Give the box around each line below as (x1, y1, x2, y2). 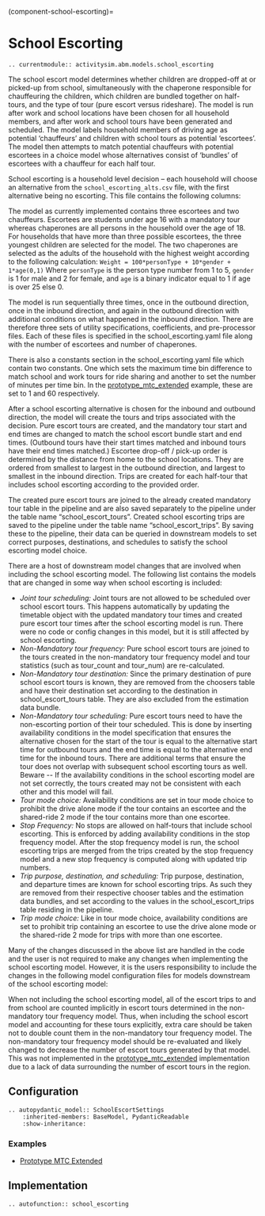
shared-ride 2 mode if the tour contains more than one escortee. (19, 812, 231, 821)
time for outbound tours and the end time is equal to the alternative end (19, 744, 253, 754)
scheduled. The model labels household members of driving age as (8, 124, 228, 134)
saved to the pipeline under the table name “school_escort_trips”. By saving (8, 520, 255, 530)
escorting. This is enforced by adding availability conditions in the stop (19, 828, 251, 839)
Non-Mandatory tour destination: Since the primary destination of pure (19, 669, 252, 679)
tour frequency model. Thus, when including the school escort (44, 1011, 249, 1021)
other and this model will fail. (19, 786, 114, 796)
